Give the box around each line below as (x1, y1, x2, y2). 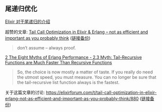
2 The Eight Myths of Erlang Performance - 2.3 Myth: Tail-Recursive (5, 54, 142, 60)
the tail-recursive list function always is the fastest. (17, 79, 120, 85)
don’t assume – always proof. (17, 45, 76, 50)
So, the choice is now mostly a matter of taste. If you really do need (17, 69, 153, 75)
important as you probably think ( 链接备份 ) (5, 35, 91, 41)
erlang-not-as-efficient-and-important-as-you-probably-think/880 (5, 95, 139, 101)
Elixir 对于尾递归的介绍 (5, 19, 50, 24)
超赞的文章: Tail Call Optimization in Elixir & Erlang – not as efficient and (5, 29, 148, 35)
